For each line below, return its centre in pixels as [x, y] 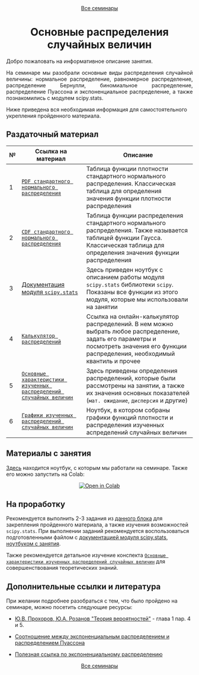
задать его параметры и [121, 339]
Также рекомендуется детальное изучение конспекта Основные [86, 555]
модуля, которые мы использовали [137, 299]
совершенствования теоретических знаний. [62, 568]
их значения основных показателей [138, 393]
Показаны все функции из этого [132, 292]
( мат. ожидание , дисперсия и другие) [137, 400]
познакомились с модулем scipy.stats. [55, 98]
